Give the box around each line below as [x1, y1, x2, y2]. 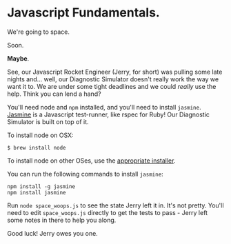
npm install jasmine [7, 189, 67, 196]
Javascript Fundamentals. [7, 5, 160, 21]
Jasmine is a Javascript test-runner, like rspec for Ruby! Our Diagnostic [7, 110, 210, 119]
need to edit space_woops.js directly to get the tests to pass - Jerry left [7, 208, 208, 216]
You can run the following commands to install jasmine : [7, 170, 163, 178]
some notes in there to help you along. [7, 216, 117, 224]
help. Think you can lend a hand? [7, 90, 101, 98]
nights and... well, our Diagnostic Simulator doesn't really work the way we [7, 74, 219, 83]
